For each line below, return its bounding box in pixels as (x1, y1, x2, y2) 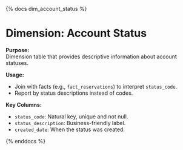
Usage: (5, 71, 25, 78)
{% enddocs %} (5, 137, 46, 145)
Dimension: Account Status (5, 27, 147, 40)
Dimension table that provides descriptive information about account (5, 53, 177, 60)
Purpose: (5, 46, 30, 53)
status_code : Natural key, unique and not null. (14, 112, 128, 120)
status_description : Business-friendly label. (14, 119, 126, 126)
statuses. (5, 59, 28, 66)
